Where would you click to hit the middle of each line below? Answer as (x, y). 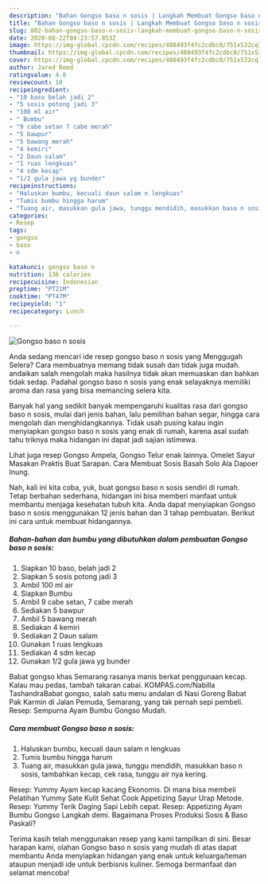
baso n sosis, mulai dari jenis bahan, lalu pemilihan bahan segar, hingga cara (134, 414)
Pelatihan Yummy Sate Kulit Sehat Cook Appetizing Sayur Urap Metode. (126, 798)
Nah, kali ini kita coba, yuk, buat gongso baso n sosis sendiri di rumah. (124, 487)
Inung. (19, 471)
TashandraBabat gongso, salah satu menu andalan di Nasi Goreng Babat (128, 693)
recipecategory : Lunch (47, 311)
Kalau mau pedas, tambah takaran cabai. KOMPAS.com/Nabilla (112, 685)
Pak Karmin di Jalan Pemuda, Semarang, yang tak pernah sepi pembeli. (126, 702)
